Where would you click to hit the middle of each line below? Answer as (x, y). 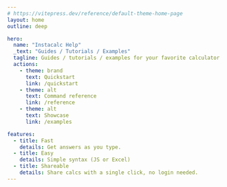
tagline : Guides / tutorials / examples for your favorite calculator (117, 58)
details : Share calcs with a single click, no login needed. (109, 173)
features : (21, 134)
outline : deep (28, 26)
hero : (15, 38)
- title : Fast (33, 141)
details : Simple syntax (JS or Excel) (75, 160)
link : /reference (50, 103)
